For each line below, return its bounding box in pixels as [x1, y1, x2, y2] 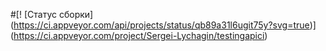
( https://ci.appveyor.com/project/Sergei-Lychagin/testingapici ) [10, 30, 268, 41]
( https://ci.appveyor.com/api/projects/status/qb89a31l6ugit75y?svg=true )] [10, 19, 317, 31]
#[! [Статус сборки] [10, 9, 94, 20]
